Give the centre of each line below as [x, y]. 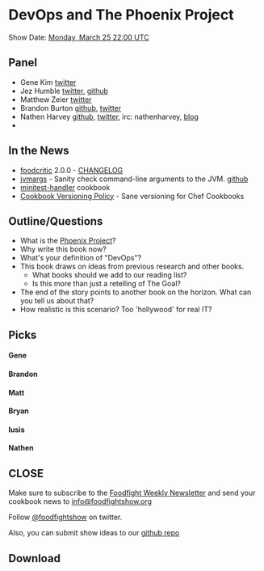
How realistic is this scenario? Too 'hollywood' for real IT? [116, 310]
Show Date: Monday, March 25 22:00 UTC [79, 37]
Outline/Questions [56, 221]
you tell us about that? [57, 301]
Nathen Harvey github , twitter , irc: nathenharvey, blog [109, 116]
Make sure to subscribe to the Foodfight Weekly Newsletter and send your [132, 493]
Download [34, 558]
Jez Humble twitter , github [64, 91]
